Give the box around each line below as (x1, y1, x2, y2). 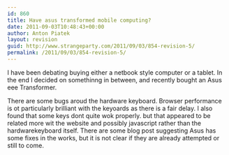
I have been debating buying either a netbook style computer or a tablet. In (7, 68, 223, 77)
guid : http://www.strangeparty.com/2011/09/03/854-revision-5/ (7, 43, 195, 50)
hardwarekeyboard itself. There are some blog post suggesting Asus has (7, 126, 216, 135)
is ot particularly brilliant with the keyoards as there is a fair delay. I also (7, 104, 213, 112)
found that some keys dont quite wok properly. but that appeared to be (7, 111, 211, 119)
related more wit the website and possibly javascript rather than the (7, 119, 201, 127)
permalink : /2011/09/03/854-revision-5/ (7, 50, 127, 57)
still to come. (7, 141, 44, 149)
